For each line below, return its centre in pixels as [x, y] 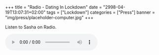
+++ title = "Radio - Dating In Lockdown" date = [54, 7]
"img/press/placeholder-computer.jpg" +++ [49, 17]
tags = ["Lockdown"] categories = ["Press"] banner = [101, 12]
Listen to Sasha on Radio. [31, 27]
